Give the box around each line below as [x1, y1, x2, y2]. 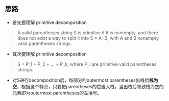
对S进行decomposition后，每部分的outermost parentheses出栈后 [12, 77, 149, 83]
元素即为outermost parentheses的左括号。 [12, 90, 102, 96]
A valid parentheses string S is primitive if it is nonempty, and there [17, 30, 159, 36]
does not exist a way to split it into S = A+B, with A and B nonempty [17, 35, 159, 41]
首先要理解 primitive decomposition [12, 19, 87, 26]
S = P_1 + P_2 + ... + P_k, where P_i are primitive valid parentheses [17, 61, 157, 67]
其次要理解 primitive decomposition [12, 50, 87, 57]
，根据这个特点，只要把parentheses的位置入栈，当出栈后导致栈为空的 [16, 83, 164, 89]
